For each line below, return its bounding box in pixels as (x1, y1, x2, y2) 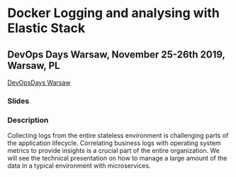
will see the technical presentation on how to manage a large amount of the (7, 154, 227, 163)
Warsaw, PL (7, 59, 60, 72)
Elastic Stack (7, 20, 86, 36)
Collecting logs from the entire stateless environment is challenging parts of (7, 132, 229, 140)
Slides (7, 96, 30, 106)
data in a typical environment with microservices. (7, 161, 151, 170)
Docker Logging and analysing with (7, 5, 220, 21)
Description (7, 115, 49, 125)
